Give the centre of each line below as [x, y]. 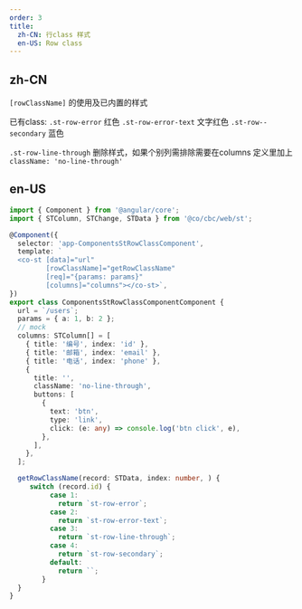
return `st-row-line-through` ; [117, 538]
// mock [32, 328]
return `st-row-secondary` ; [111, 554]
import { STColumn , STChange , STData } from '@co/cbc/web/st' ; [131, 218]
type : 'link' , [76, 420]
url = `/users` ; [48, 310]
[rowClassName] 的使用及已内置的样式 [79, 103]
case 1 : [64, 495]
